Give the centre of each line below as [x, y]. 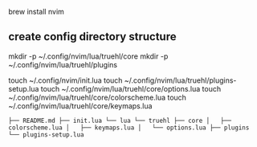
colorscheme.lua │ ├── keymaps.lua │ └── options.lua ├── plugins [129, 128]
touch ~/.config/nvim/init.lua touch [65, 80]
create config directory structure [92, 37]
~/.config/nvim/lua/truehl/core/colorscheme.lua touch [98, 97]
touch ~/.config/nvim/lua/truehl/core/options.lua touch [131, 88]
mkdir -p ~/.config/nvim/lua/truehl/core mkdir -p [88, 56]
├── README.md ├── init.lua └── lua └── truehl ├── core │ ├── [120, 120]
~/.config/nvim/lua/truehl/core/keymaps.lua [80, 106]
